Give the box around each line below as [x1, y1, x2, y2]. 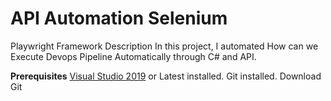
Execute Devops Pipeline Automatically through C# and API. [10, 50, 257, 62]
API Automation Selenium [10, 7, 228, 30]
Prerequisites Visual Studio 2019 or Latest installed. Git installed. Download [10, 70, 322, 82]
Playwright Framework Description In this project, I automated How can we [10, 40, 319, 52]
